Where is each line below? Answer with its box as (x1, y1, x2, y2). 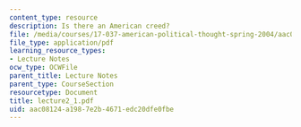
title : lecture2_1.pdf (9, 96, 94, 106)
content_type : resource (9, 13, 99, 22)
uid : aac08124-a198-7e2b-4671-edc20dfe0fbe (9, 105, 175, 114)
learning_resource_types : (9, 47, 106, 55)
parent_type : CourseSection (9, 80, 115, 89)
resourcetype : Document (9, 88, 99, 97)
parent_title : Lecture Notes (9, 72, 118, 80)
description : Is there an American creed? (9, 21, 170, 30)
